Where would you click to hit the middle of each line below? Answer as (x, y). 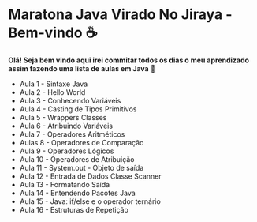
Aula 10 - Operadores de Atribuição (77, 159)
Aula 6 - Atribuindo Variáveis (66, 126)
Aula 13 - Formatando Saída (65, 184)
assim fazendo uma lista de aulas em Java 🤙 (82, 68)
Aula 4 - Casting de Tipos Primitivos (78, 109)
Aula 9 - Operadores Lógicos (67, 151)
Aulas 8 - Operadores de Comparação (82, 142)
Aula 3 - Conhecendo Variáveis (70, 100)
